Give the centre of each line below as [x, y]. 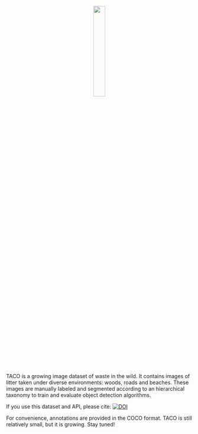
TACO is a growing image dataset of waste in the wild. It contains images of [98, 376]
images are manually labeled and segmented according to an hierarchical [95, 389]
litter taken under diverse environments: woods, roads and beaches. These [98, 382]
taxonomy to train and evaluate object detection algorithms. [79, 395]
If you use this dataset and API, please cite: [59, 406]
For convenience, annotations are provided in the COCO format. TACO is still [99, 418]
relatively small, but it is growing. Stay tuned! [61, 424]
